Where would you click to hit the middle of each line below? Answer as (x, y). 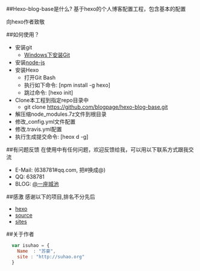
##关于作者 (20, 234)
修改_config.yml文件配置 (45, 122)
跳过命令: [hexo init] (48, 93)
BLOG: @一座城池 (37, 184)
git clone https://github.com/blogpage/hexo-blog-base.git (96, 107)
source (24, 215)
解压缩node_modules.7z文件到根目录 (61, 114)
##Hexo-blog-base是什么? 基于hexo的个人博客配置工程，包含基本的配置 (96, 9)
